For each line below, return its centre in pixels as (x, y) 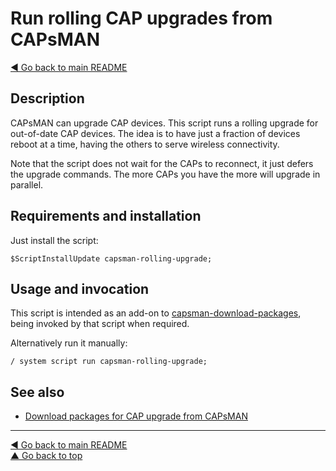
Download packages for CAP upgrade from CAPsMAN (136, 416)
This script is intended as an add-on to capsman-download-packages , (156, 313)
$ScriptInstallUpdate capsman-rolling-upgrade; (111, 258)
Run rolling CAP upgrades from (141, 18)
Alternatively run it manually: (69, 343)
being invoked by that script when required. (100, 324)
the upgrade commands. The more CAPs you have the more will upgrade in (165, 174)
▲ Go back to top (46, 456)
